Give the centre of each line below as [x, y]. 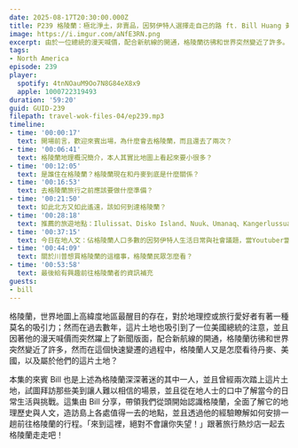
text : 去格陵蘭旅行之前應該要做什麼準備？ [85, 191]
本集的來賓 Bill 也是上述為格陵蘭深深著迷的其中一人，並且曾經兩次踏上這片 [145, 379]
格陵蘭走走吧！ [36, 435]
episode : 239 [33, 67]
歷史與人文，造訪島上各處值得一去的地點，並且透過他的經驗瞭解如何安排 [149, 413]
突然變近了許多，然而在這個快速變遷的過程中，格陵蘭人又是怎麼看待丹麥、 [145, 349]
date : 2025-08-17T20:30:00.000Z [69, 17]
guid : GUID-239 [37, 108]
